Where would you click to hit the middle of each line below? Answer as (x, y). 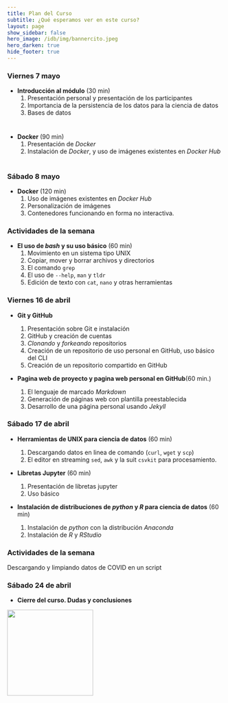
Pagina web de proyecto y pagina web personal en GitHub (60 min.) (114, 378)
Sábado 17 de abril (38, 424)
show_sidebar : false (37, 33)
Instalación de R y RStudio (64, 535)
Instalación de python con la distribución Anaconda (100, 527)
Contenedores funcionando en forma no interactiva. (101, 213)
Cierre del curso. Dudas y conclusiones (75, 600)
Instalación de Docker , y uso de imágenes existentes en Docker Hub (124, 151)
